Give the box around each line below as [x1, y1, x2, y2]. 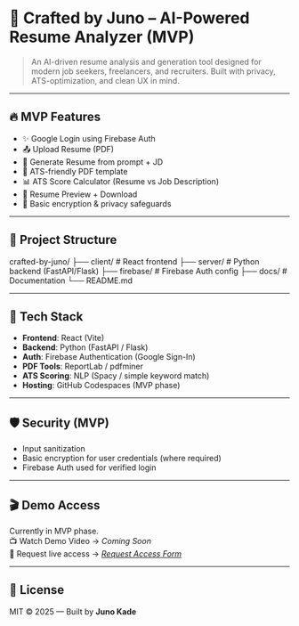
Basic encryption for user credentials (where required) [21, 453, 222, 464]
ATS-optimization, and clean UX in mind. [30, 75, 180, 85]
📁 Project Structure [9, 232, 117, 248]
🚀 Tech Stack [9, 309, 84, 324]
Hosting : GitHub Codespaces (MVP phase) [21, 380, 181, 391]
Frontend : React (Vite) [21, 333, 105, 344]
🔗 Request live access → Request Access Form [9, 549, 182, 559]
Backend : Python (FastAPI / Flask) [21, 342, 149, 353]
